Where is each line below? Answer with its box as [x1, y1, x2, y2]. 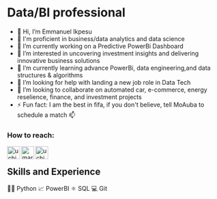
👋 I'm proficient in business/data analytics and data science [16, 34, 186, 42]
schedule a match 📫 [16, 111, 76, 119]
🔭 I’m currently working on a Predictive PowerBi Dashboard [16, 42, 184, 50]
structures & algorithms [16, 70, 83, 79]
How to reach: [7, 130, 55, 140]
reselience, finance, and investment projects [16, 92, 142, 101]
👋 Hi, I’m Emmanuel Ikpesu [16, 27, 92, 36]
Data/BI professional [7, 5, 126, 21]
